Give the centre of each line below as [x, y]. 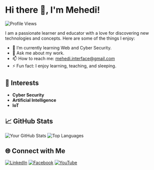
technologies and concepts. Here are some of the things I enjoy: [70, 38]
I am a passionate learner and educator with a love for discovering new [77, 33]
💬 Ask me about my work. [38, 53]
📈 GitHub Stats [29, 121]
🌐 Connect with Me [35, 151]
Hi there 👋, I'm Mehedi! [53, 10]
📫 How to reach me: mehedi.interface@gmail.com [63, 58]
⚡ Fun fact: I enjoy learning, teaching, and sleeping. [64, 66]
